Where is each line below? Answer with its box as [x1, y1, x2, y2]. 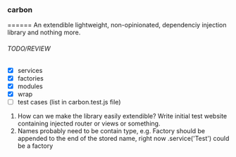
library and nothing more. [7, 28, 81, 36]
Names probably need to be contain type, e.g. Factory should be [17, 126, 206, 135]
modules [17, 82, 44, 90]
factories [17, 74, 44, 82]
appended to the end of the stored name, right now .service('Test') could [17, 134, 230, 142]
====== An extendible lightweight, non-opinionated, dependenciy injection [7, 21, 227, 29]
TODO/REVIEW [7, 44, 51, 53]
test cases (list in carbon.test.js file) [17, 97, 121, 106]
